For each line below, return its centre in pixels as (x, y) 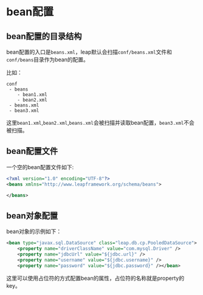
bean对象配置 (32, 216)
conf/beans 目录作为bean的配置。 (48, 60)
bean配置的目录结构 (44, 36)
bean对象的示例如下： (34, 232)
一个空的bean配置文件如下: (40, 167)
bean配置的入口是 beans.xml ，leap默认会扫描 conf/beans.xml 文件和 (89, 52)
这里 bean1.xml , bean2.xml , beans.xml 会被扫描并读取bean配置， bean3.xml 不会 (100, 123)
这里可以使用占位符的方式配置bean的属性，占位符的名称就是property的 (95, 278)
